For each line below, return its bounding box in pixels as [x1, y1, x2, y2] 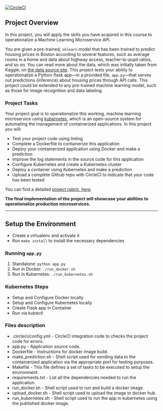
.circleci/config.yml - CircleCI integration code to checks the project [12, 333, 148, 339]
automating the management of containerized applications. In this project [5, 121, 152, 127]
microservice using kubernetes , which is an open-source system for [5, 116, 142, 122]
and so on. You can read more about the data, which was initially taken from [5, 61, 157, 68]
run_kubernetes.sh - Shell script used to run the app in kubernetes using [12, 395, 158, 401]
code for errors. [12, 338, 44, 344]
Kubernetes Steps [5, 284, 49, 290]
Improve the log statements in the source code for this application [12, 156, 144, 162]
